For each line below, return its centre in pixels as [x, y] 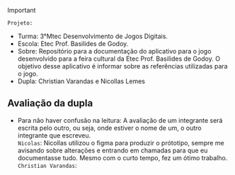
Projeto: [20, 23]
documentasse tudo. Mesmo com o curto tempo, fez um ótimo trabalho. [122, 157]
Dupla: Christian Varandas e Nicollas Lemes [81, 81]
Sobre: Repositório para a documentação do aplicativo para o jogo [114, 51]
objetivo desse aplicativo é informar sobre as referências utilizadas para [122, 66]
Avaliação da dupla [50, 103]
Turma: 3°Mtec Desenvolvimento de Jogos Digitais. [93, 36]
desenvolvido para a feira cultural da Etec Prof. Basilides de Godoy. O [119, 59]
